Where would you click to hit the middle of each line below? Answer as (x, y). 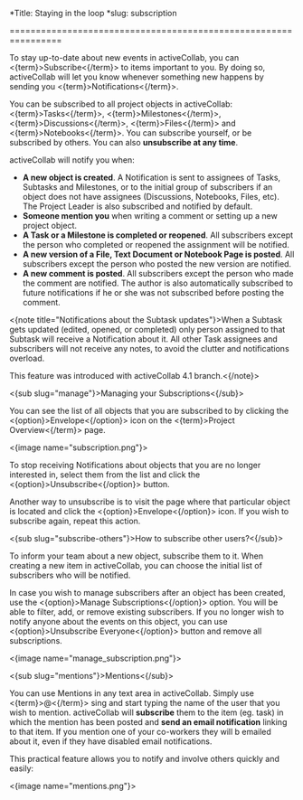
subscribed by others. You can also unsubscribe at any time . (123, 142)
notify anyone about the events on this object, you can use (118, 621)
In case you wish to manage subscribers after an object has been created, (148, 593)
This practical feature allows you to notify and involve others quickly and (145, 759)
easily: (22, 768)
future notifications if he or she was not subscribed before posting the (153, 292)
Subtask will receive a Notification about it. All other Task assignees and (143, 339)
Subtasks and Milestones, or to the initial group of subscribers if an (147, 187)
